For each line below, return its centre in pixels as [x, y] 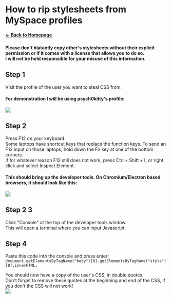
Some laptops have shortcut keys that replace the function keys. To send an [86, 144]
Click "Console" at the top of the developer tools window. [66, 222]
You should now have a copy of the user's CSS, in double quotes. [74, 275]
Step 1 [15, 75]
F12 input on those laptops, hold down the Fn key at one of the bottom [79, 149]
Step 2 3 [19, 210]
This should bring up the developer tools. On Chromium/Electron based [83, 177]
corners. [14, 154]
